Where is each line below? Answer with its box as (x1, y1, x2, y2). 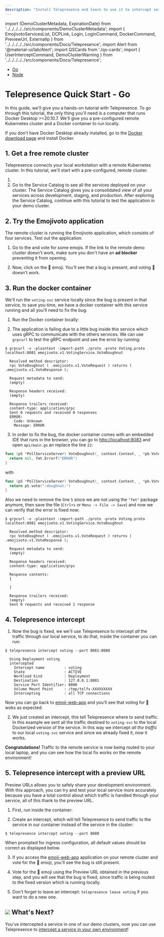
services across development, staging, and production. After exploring (12, 193, 154, 198)
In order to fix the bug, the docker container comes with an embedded (12, 432, 154, 437)
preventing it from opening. (12, 255, 67, 261)
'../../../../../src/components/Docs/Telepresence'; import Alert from (5, 41, 138, 47)
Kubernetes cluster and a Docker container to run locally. (5, 120, 120, 126)
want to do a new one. (12, 894, 57, 900)
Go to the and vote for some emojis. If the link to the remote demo (12, 245, 145, 251)
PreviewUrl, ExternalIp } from (5, 36, 63, 42)
